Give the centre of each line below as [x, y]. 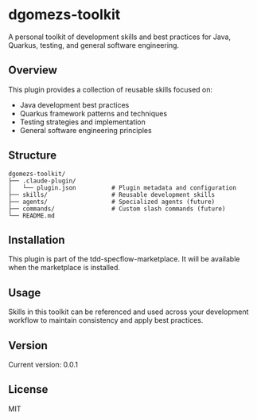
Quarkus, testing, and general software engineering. [94, 45]
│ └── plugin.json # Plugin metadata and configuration [123, 188]
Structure [33, 156]
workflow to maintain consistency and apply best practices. [106, 320]
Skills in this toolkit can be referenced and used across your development [128, 312]
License [28, 389]
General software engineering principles [86, 130]
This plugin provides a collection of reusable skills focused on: [111, 89]
